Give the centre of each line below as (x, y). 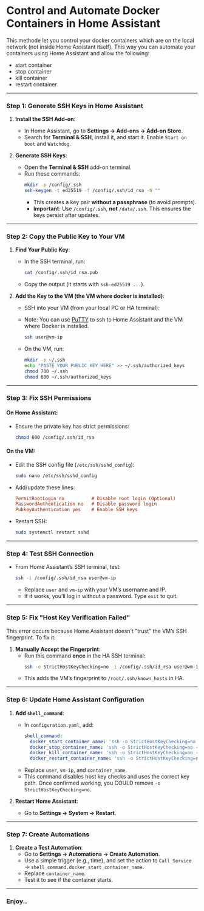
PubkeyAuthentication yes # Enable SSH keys (76, 510)
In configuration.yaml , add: (59, 724)
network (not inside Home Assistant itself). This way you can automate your (101, 47)
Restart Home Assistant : (47, 801)
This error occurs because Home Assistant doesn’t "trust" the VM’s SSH (97, 631)
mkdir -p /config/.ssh (53, 185)
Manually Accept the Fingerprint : (58, 649)
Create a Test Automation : (49, 848)
